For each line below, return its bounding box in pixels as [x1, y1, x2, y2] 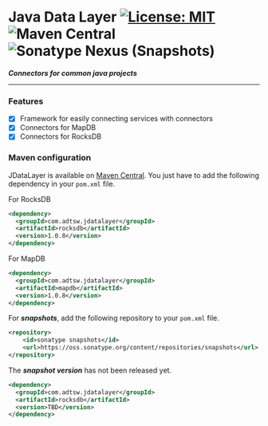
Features [8, 96, 44, 107]
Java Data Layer [8, 8, 117, 26]
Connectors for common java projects [8, 68, 137, 77]
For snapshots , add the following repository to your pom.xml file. [8, 314, 219, 323]
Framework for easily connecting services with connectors [19, 114, 214, 124]
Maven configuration [8, 152, 92, 164]
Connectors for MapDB [19, 123, 97, 132]
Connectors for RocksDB [19, 132, 102, 141]
